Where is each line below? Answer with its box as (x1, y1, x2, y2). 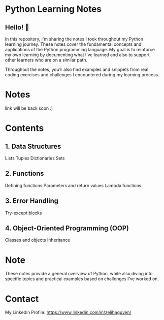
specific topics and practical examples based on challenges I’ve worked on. (5, 276, 159, 282)
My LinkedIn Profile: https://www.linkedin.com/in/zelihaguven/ (5, 309, 131, 316)
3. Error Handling (5, 197, 59, 205)
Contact (5, 293, 39, 304)
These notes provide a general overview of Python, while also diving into (5, 271, 153, 277)
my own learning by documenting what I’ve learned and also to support (5, 52, 150, 58)
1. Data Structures (5, 142, 62, 151)
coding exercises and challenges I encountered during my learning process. (5, 72, 160, 77)
